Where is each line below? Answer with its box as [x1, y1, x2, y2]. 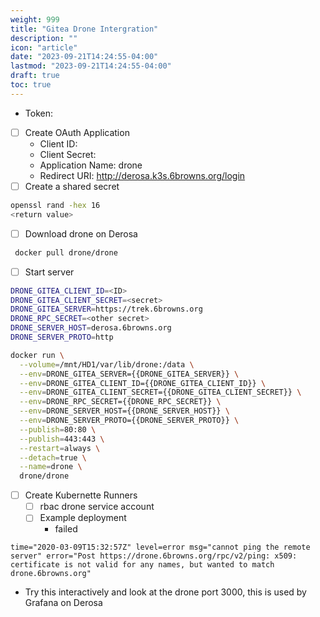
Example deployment [39, 512, 127, 524]
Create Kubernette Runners [24, 489, 138, 501]
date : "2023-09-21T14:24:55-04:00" [10, 52, 159, 62]
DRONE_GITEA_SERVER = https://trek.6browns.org [10, 304, 203, 315]
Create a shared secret [24, 180, 120, 192]
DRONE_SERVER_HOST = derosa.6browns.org [10, 323, 172, 333]
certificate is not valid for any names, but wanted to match [10, 560, 275, 570]
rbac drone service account [39, 501, 155, 513]
